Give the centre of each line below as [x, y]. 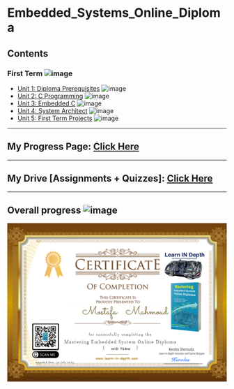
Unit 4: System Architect [53, 110]
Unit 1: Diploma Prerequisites [58, 88]
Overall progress [44, 210]
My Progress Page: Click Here [73, 147]
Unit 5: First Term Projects [55, 118]
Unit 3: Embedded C [46, 103]
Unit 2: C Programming [50, 96]
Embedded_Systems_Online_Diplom [114, 13]
